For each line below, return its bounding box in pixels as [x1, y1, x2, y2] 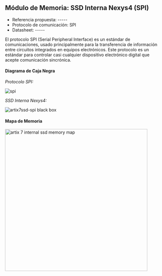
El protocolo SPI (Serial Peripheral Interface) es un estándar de [5, 36, 130, 42]
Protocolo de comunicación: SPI [12, 22, 77, 28]
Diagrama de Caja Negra [5, 68, 55, 74]
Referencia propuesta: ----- [12, 16, 68, 22]
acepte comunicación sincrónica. [5, 57, 71, 62]
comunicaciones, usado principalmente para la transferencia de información [5, 41, 158, 47]
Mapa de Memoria [5, 118, 43, 124]
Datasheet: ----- [12, 27, 45, 33]
